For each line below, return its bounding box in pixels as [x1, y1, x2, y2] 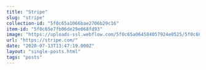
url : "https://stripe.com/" [6, 37, 78, 43]
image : [6, 32, 23, 38]
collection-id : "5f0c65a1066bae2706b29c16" [6, 20, 120, 26]
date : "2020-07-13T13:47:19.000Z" [6, 43, 95, 49]
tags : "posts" [6, 54, 43, 60]
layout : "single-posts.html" [6, 49, 81, 55]
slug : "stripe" [6, 15, 45, 21]
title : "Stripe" [6, 9, 48, 15]
